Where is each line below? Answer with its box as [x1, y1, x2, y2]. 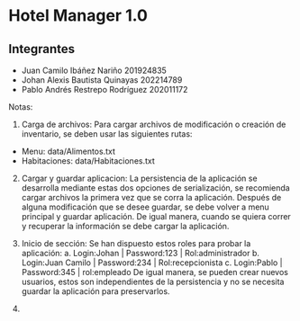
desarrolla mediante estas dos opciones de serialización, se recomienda [21, 183, 290, 193]
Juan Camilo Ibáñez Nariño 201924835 [21, 65, 168, 76]
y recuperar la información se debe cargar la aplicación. [21, 221, 230, 231]
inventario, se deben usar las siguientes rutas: [21, 129, 193, 139]
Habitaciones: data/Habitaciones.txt [21, 156, 155, 166]
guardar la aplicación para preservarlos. [21, 286, 170, 297]
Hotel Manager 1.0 [8, 5, 148, 26]
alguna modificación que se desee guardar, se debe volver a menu [21, 201, 269, 212]
